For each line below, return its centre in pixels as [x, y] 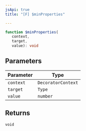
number [45, 96]
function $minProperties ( [32, 32]
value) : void [25, 46]
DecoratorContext [58, 82]
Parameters [23, 61]
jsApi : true [17, 10]
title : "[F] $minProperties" [35, 14]
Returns [18, 113]
